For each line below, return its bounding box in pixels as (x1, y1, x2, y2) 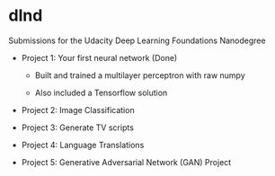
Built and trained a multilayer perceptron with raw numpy (34, 69, 246, 81)
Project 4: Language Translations (21, 139, 145, 150)
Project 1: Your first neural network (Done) (21, 52, 178, 63)
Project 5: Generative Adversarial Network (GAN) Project (21, 156, 232, 167)
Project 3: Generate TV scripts (21, 122, 134, 133)
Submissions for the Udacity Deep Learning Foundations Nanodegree (8, 35, 266, 46)
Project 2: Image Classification (21, 104, 136, 115)
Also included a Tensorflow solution (34, 87, 168, 98)
